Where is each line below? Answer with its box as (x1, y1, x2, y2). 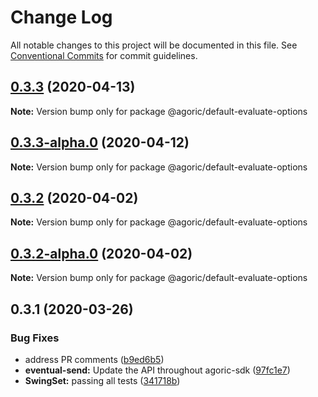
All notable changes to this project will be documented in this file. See (10, 39, 298, 51)
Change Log (10, 6, 113, 29)
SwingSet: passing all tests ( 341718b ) (24, 374, 181, 386)
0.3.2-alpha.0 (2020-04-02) (10, 245, 193, 262)
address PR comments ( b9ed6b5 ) (24, 353, 165, 365)
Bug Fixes (10, 331, 60, 345)
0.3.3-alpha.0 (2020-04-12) (10, 134, 190, 151)
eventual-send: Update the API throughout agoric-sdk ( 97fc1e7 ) (24, 364, 291, 376)
